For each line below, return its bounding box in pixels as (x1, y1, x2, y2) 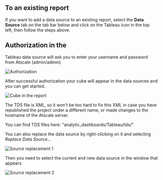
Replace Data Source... (5, 136, 51, 142)
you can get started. (5, 83, 46, 89)
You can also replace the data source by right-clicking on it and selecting (5, 131, 151, 137)
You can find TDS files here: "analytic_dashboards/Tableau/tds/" (5, 121, 134, 128)
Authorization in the (5, 41, 67, 49)
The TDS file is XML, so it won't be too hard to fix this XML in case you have (5, 102, 157, 108)
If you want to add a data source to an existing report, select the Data (5, 16, 144, 22)
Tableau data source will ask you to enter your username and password (5, 54, 148, 60)
